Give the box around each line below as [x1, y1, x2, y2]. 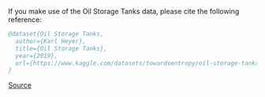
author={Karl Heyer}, [15, 37, 87, 45]
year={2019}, [15, 52, 58, 59]
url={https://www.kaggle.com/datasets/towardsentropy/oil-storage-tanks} [15, 59, 263, 67]
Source [8, 81, 32, 90]
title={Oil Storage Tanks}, [15, 45, 108, 52]
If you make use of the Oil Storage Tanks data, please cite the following [8, 7, 240, 16]
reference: [8, 15, 42, 24]
